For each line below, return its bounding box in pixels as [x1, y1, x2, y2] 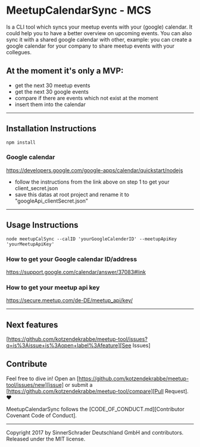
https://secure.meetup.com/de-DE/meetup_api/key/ [6, 297, 133, 304]
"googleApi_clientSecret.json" [14, 197, 88, 204]
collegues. [6, 48, 32, 55]
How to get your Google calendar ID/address [6, 254, 137, 263]
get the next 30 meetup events [14, 82, 90, 89]
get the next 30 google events [14, 88, 89, 95]
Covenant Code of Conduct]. [6, 412, 77, 419]
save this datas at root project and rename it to [14, 191, 130, 198]
